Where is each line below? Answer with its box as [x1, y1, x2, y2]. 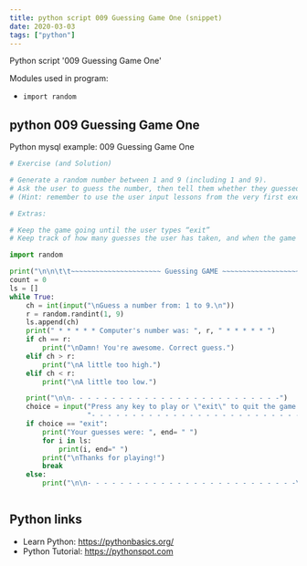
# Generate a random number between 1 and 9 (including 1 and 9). [9, 175, 268, 185]
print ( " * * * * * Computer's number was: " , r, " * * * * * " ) [26, 326, 276, 336]
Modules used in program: [9, 73, 109, 84]
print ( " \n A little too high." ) [42, 360, 162, 370]
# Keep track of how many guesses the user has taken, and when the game [9, 234, 297, 243]
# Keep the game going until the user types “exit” [9, 225, 210, 235]
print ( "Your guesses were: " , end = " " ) [42, 427, 198, 436]
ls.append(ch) [26, 318, 79, 327]
